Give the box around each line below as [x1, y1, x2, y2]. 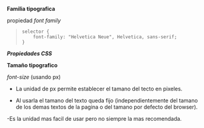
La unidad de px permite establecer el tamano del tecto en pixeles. [15, 85, 183, 92]
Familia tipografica [7, 5, 55, 12]
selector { [21, 29, 50, 35]
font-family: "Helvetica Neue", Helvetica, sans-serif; [33, 34, 177, 40]
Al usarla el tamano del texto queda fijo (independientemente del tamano [15, 97, 198, 104]
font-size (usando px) [7, 73, 61, 81]
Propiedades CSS [7, 50, 52, 57]
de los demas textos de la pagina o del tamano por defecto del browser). [15, 103, 198, 110]
